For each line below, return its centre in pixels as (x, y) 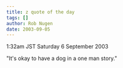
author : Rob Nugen (30, 23)
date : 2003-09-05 (28, 29)
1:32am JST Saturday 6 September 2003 (57, 47)
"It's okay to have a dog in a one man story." (62, 58)
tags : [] (17, 18)
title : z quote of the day (40, 12)
